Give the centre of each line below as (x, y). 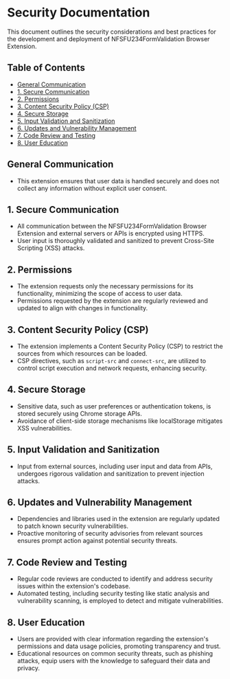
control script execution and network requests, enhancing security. (112, 368)
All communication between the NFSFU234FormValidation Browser (112, 226)
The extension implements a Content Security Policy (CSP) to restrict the (120, 346)
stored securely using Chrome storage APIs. (80, 413)
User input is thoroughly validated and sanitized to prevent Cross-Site (116, 241)
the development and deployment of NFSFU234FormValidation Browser (108, 38)
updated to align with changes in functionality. (82, 308)
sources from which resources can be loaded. (82, 354)
